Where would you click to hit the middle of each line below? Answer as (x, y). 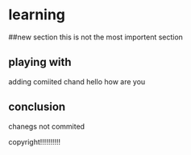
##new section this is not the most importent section (96, 37)
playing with (40, 62)
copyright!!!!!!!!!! (35, 141)
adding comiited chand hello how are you (77, 81)
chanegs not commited (47, 126)
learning (37, 15)
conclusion (37, 107)
